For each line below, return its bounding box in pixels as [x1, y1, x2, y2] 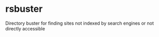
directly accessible [5, 25, 45, 31]
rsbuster [5, 3, 43, 15]
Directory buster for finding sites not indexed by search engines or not [5, 20, 154, 26]
